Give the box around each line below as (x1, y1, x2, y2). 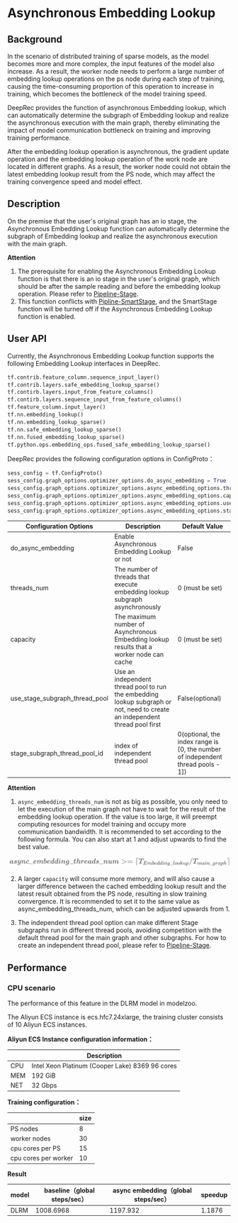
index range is (177, 738, 219, 746)
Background (7, 33, 62, 45)
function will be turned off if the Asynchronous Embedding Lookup (17, 304, 212, 313)
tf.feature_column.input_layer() (7, 404, 106, 411)
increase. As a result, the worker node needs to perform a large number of (7, 67, 225, 75)
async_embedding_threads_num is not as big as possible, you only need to (17, 797, 228, 806)
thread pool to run (114, 682, 167, 691)
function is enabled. (17, 312, 76, 321)
